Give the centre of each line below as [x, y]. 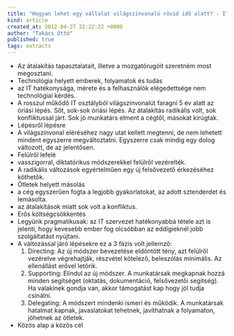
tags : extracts [29, 46]
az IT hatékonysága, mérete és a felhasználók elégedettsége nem [111, 88]
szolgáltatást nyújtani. [49, 236]
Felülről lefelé [37, 155]
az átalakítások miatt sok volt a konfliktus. [77, 207]
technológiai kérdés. [47, 96]
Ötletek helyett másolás [51, 184]
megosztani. [35, 73]
